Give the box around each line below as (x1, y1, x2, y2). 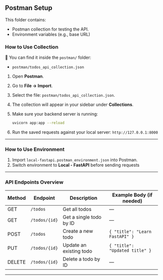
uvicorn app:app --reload (12, 121, 65, 125)
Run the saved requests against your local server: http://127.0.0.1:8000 (12, 129, 158, 135)
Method (7, 194, 26, 201)
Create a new (63, 227, 93, 234)
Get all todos (63, 206, 92, 212)
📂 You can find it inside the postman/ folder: (5, 54, 91, 60)
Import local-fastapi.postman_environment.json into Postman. (12, 157, 138, 163)
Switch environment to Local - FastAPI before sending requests (12, 162, 140, 168)
